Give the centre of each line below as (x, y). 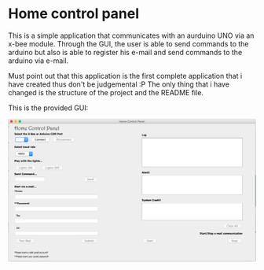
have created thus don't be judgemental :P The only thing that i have (119, 84)
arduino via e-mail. (38, 61)
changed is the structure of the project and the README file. (106, 92)
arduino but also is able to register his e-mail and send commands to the (125, 52)
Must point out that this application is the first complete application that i (125, 76)
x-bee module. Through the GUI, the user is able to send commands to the (128, 43)
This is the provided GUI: (48, 108)
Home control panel (74, 14)
